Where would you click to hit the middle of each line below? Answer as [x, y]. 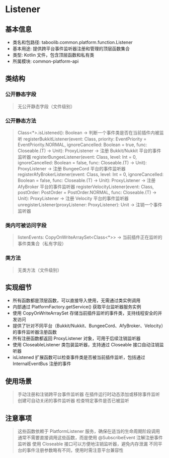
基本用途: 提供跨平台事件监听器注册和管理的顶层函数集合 [71, 49]
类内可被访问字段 [26, 225]
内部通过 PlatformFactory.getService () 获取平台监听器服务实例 [77, 307]
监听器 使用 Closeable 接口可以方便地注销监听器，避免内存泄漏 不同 [88, 444]
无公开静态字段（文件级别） [46, 106]
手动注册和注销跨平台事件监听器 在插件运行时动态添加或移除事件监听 [89, 394]
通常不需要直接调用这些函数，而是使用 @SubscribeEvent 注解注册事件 [90, 438]
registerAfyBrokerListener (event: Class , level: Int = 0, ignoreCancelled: [91, 174]
